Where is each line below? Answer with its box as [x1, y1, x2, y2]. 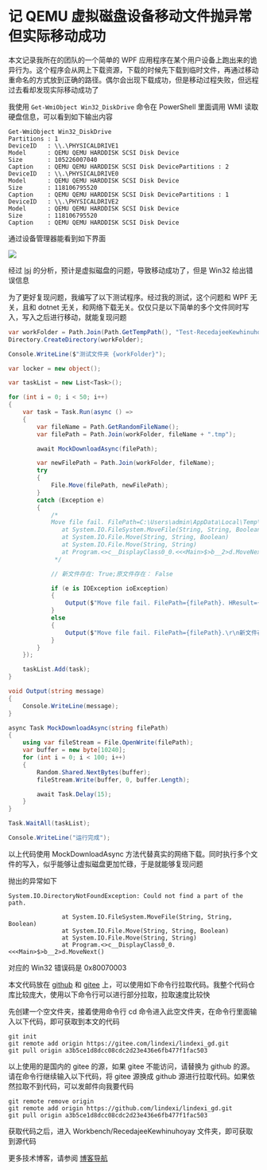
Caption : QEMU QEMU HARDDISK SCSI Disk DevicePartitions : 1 [8, 191, 229, 199]
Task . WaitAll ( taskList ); [8, 819, 91, 828]
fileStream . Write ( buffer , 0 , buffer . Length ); [37, 775, 191, 784]
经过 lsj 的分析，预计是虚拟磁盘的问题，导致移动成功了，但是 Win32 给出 [8, 265, 246, 275]
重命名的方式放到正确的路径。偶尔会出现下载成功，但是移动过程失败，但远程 [8, 75, 259, 85]
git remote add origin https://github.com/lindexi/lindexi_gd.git [8, 1104, 233, 1113]
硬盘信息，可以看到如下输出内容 [8, 112, 113, 121]
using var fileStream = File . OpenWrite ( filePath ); [22, 739, 194, 747]
